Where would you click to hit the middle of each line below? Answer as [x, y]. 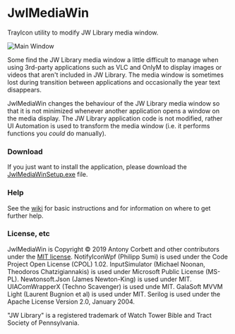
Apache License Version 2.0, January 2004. [71, 302]
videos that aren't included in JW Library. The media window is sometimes [116, 75]
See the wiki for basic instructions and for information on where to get [109, 208]
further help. [25, 216]
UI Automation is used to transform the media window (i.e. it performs [109, 125]
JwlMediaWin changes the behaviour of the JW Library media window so [114, 103]
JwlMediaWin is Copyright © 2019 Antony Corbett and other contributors [114, 249]
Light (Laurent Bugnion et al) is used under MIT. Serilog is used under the [114, 294]
